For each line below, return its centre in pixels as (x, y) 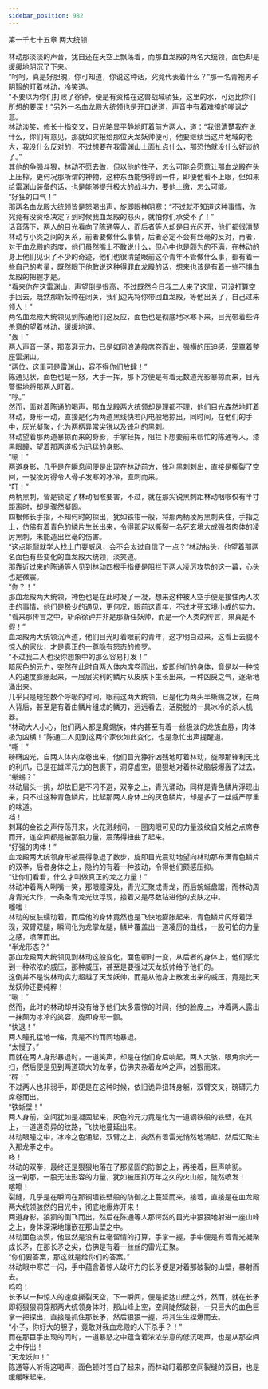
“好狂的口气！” (33, 196)
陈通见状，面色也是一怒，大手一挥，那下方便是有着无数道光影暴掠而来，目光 (134, 376)
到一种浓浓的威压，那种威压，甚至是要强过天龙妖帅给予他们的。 (113, 967)
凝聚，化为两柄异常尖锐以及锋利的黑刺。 (102, 426)
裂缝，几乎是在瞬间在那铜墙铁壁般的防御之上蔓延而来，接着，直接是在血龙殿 (134, 1196)
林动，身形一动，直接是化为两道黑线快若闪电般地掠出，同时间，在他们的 (127, 416)
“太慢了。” (24, 1047)
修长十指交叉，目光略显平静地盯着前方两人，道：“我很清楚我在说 (150, 126)
